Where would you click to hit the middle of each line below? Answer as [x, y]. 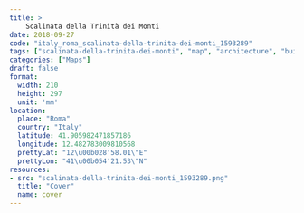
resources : [30, 169]
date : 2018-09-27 [42, 34]
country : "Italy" [50, 128]
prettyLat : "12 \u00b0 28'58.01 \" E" [82, 152]
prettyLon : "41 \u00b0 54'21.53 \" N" [82, 161]
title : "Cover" [46, 187]
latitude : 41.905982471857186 [74, 136]
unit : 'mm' [38, 102]
